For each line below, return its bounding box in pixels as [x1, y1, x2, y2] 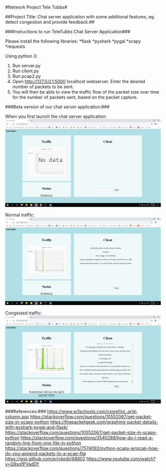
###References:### [5, 408, 46, 414]
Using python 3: [5, 53, 38, 59]
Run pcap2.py [12, 73, 41, 79]
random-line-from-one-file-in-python [5, 440, 82, 446]
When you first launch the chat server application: [5, 113, 107, 119]
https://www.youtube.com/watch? [86, 456, 156, 462]
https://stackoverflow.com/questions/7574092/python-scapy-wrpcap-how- [5, 445, 160, 451]
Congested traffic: [5, 310, 42, 316]
